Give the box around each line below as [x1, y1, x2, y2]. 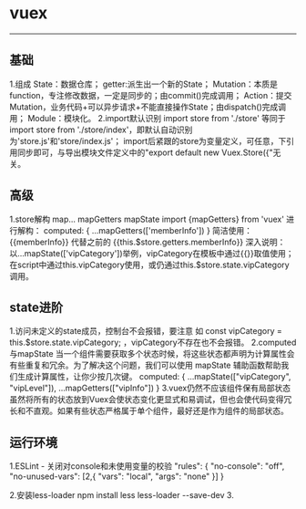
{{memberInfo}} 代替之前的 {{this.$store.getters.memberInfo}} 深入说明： [9, 236, 286, 247]
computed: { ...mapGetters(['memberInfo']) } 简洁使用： [43, 224, 253, 235]
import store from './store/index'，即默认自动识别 [9, 124, 193, 135]
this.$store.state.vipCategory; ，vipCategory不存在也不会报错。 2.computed [9, 337, 297, 348]
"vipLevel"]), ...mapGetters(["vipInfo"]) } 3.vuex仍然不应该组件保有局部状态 [9, 382, 291, 394]
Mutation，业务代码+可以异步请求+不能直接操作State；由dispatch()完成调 [9, 101, 287, 112]
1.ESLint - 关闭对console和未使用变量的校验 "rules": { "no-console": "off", [9, 461, 285, 472]
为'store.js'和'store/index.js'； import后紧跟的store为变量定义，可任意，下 [9, 135, 287, 146]
